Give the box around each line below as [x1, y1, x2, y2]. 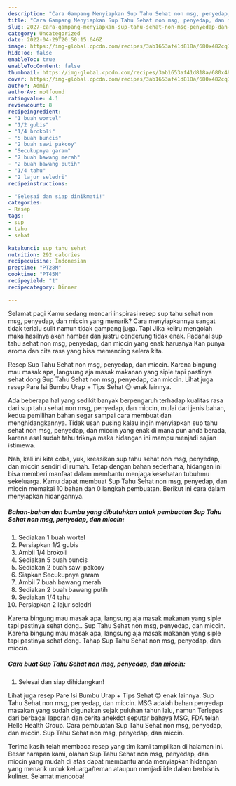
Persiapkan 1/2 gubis [18, 540, 79, 549]
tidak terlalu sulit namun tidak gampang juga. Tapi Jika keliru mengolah [8, 324, 213, 332]
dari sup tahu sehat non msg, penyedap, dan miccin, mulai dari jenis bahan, [8, 403, 226, 412]
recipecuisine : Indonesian [8, 258, 87, 265]
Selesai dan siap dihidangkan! [18, 677, 104, 686]
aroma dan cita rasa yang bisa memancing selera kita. [8, 346, 164, 355]
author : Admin [8, 82, 50, 89]
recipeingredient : [8, 108, 62, 115]
